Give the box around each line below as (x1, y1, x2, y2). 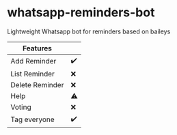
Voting (10, 102, 32, 112)
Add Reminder (10, 57, 57, 66)
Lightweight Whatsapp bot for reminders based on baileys (7, 27, 171, 35)
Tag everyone (10, 115, 55, 124)
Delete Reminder (10, 80, 64, 89)
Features (23, 43, 53, 52)
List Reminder (10, 69, 55, 78)
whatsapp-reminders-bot (7, 5, 155, 20)
